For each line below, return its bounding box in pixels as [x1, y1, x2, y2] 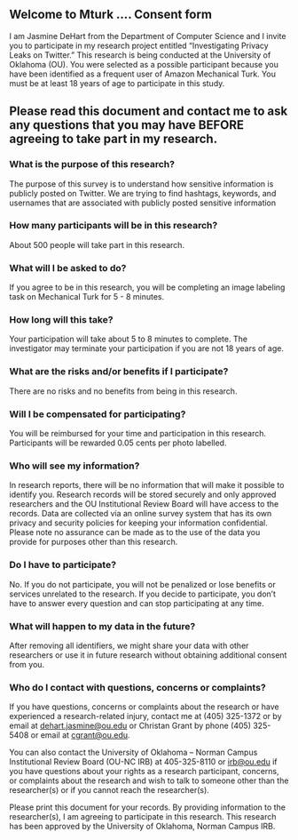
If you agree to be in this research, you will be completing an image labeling [9, 282, 286, 292]
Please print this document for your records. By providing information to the [9, 802, 286, 812]
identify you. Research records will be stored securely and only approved [9, 489, 277, 500]
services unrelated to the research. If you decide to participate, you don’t [9, 588, 277, 599]
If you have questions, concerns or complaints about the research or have [9, 701, 279, 712]
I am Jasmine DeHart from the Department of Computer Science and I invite [9, 30, 286, 41]
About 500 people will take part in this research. [9, 239, 184, 250]
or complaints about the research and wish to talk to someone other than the [9, 775, 289, 786]
